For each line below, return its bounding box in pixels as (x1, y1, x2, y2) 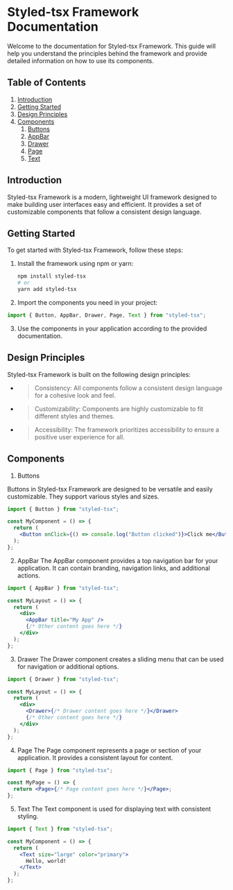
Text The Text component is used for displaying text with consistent (17, 805, 212, 813)
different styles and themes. (34, 412, 115, 420)
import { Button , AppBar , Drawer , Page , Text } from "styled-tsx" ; (7, 312, 207, 319)
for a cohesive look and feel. (34, 391, 116, 399)
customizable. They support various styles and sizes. (7, 492, 159, 501)
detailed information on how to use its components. (7, 56, 155, 65)
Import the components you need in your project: (17, 299, 158, 306)
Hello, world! (25, 857, 67, 864)
